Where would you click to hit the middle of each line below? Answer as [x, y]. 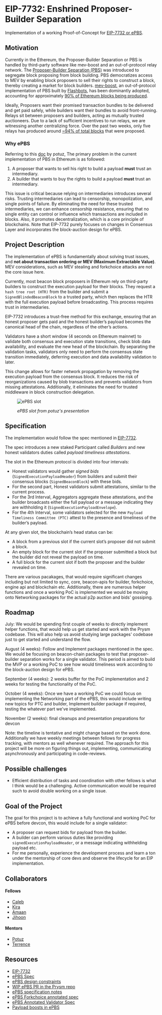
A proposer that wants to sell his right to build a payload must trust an [81, 169]
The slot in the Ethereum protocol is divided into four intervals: [67, 461]
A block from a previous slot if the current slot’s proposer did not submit [84, 541]
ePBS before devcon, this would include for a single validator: [66, 823]
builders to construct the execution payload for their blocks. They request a [80, 286]
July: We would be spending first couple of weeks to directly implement [76, 624]
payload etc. [24, 848]
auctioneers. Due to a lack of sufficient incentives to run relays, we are [75, 120]
